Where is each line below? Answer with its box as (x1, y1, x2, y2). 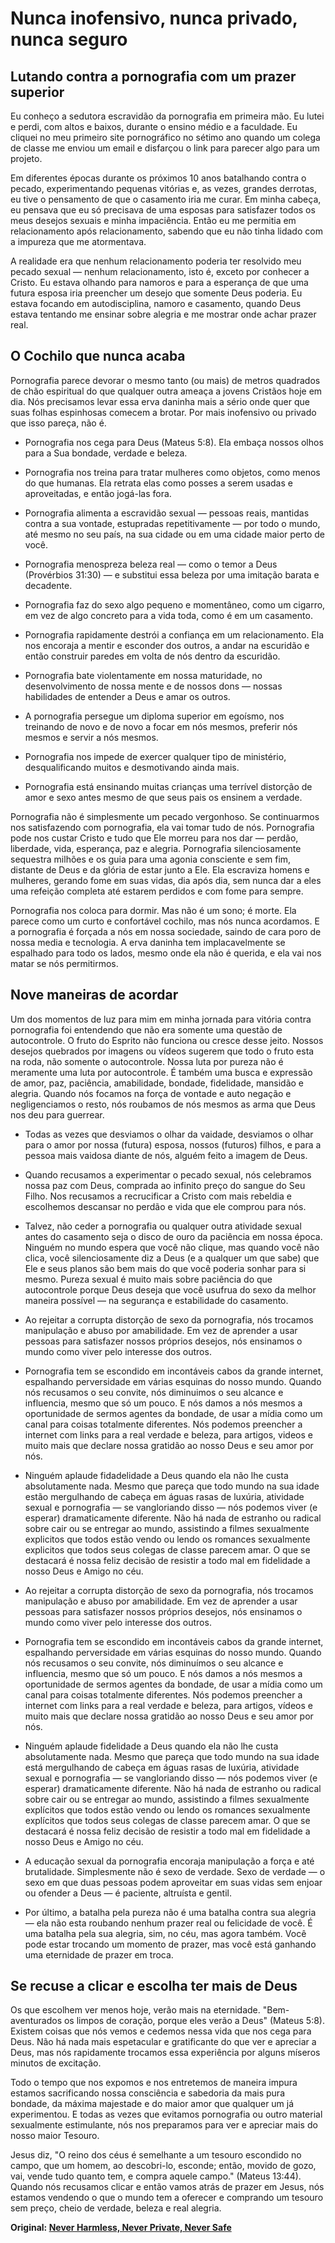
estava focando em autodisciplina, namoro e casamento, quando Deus (10, 298, 302, 309)
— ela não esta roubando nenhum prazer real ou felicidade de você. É (24, 1917, 313, 1929)
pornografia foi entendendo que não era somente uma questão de (10, 1023, 283, 1036)
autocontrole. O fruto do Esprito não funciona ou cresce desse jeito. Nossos (10, 1034, 324, 1046)
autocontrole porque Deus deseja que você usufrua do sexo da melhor (24, 1283, 317, 1296)
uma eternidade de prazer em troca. (24, 1948, 174, 1961)
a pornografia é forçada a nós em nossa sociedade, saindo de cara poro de (10, 925, 322, 937)
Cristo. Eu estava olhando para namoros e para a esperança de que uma (10, 277, 309, 288)
